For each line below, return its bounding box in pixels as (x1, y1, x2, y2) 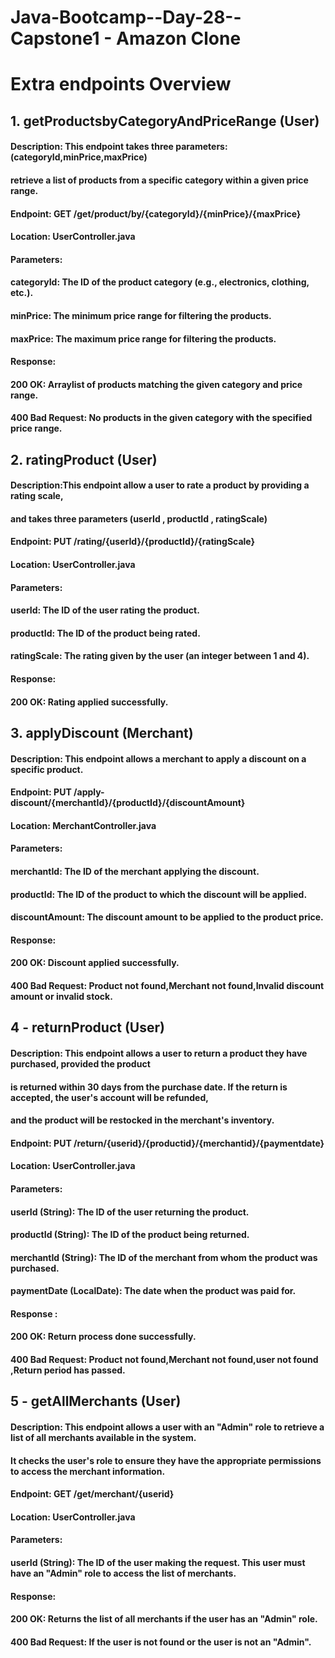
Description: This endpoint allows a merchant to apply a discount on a (10, 752, 307, 765)
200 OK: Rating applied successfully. (10, 696, 169, 708)
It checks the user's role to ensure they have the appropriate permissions (10, 1454, 322, 1466)
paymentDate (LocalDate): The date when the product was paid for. (10, 1285, 297, 1297)
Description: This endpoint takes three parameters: (10, 141, 228, 153)
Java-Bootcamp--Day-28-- (10, 6, 242, 29)
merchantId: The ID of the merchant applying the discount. (10, 865, 260, 877)
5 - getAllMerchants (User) (10, 1393, 182, 1410)
